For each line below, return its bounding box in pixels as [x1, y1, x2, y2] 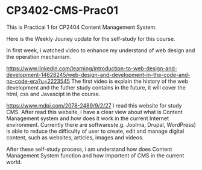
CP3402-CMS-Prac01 [6, 4, 119, 17]
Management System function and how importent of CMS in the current [6, 151, 185, 159]
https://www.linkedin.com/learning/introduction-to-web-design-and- [6, 64, 178, 72]
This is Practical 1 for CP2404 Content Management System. [6, 23, 157, 31]
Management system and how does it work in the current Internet [6, 115, 169, 122]
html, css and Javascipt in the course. [6, 90, 101, 97]
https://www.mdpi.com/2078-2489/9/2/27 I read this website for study [6, 102, 182, 109]
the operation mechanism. [6, 53, 71, 60]
